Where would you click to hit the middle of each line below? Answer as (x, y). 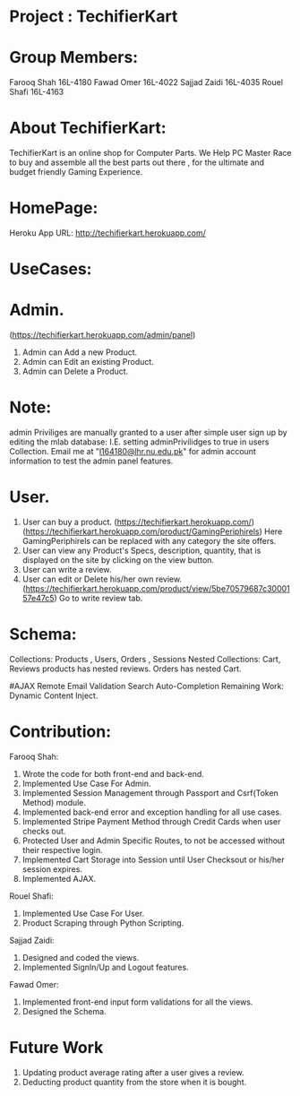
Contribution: (60, 732)
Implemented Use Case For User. (83, 913)
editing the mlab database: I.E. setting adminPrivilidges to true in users (139, 442)
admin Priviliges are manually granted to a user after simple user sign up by (149, 433)
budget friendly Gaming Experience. (76, 172)
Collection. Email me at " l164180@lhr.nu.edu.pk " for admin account (133, 452)
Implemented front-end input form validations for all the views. (137, 1002)
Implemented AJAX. (59, 878)
